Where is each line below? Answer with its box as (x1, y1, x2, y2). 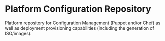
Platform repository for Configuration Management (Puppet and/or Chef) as (5, 20, 161, 26)
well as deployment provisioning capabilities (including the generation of (5, 25, 155, 31)
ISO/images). (5, 30, 32, 36)
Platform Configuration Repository (5, 3, 151, 15)
